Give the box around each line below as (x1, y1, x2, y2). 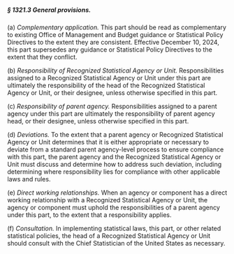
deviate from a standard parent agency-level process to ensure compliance (7, 145, 224, 154)
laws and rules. (7, 174, 51, 183)
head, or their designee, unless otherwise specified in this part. (7, 117, 189, 125)
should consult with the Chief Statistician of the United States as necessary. (7, 239, 226, 247)
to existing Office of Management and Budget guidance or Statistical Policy (7, 30, 224, 38)
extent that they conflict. (7, 52, 78, 61)
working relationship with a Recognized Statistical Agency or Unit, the (7, 195, 208, 204)
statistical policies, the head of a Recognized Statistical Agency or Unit (7, 231, 211, 240)
